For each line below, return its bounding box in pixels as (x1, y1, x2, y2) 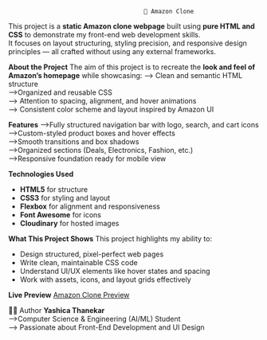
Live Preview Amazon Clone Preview (8, 291, 130, 299)
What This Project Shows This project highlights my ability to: (8, 234, 213, 243)
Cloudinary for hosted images (19, 219, 120, 228)
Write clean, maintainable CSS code (19, 258, 138, 267)
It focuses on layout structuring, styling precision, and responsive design (8, 38, 247, 48)
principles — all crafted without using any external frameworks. (8, 47, 217, 56)
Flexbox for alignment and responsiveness (19, 201, 161, 211)
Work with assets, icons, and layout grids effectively (19, 275, 191, 284)
